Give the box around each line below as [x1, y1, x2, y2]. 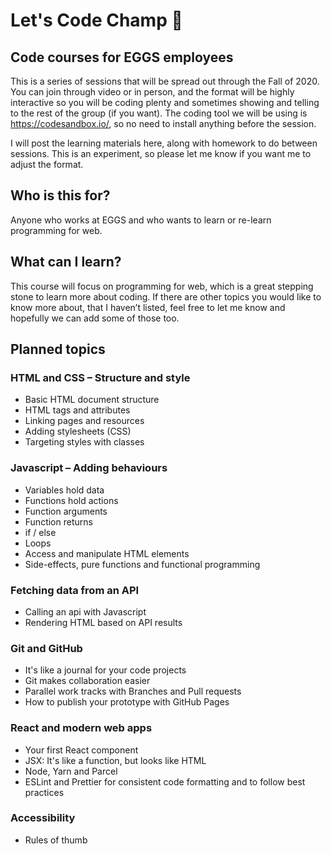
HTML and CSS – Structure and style [10, 370, 191, 384]
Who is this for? [10, 187, 111, 204]
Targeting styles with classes [24, 436, 145, 448]
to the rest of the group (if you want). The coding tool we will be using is [10, 107, 308, 119]
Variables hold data [24, 484, 105, 496]
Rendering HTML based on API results [24, 616, 183, 628]
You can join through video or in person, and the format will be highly [10, 86, 295, 98]
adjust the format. [10, 159, 84, 170]
